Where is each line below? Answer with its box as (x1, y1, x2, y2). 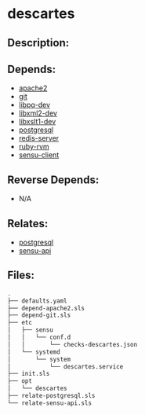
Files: (7, 269, 34, 282)
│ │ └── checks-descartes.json (7, 340, 138, 348)
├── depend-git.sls (7, 311, 71, 319)
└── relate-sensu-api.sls (7, 398, 92, 407)
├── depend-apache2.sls (7, 304, 85, 312)
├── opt (7, 377, 33, 385)
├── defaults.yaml (7, 296, 67, 305)
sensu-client (18, 150, 60, 160)
